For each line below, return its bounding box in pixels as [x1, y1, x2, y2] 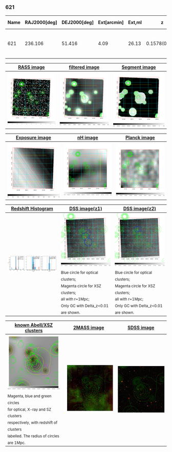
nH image [77, 135, 98, 141]
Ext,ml [127, 19, 142, 26]
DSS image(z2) [123, 206, 156, 212]
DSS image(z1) [69, 206, 102, 212]
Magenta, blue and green [7, 393, 52, 399]
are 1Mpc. [7, 440, 26, 445]
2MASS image [73, 325, 104, 331]
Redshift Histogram [11, 206, 54, 212]
